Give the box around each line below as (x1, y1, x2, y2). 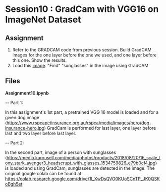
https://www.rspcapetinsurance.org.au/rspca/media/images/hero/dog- (6, 120, 152, 126)
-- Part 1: (5, 99, 23, 105)
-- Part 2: (5, 140, 24, 145)
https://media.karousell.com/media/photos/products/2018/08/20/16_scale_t (6, 154, 161, 160)
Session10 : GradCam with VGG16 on (5, 3, 159, 15)
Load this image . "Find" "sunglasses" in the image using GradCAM (12, 63, 149, 68)
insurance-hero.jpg (5, 125, 45, 131)
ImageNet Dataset (5, 14, 81, 25)
